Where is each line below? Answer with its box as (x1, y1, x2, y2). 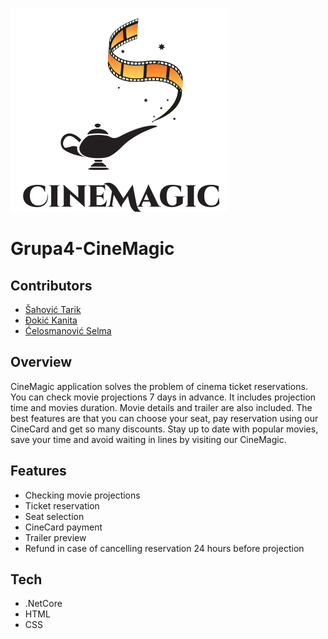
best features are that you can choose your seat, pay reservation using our (10, 412, 319, 424)
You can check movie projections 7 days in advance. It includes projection (10, 391, 317, 403)
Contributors (10, 277, 93, 294)
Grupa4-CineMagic (10, 238, 175, 260)
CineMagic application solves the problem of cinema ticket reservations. (10, 380, 308, 392)
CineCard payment (24, 521, 103, 533)
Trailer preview (24, 531, 87, 543)
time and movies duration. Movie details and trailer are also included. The (10, 401, 313, 413)
